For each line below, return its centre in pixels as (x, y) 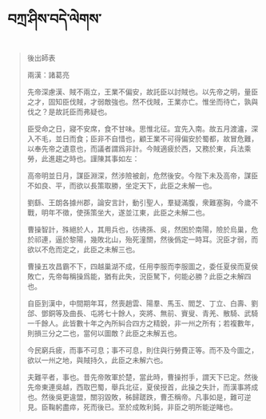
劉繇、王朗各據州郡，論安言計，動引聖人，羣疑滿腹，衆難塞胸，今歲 (139, 202)
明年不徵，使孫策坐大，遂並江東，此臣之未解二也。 (125, 212)
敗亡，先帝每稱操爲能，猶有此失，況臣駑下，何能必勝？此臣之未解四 (139, 276)
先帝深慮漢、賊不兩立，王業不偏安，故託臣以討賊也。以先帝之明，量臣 (143, 92)
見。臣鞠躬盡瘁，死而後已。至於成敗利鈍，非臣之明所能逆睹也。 (132, 407)
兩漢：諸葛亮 (48, 74)
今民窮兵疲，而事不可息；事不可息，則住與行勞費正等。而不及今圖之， (143, 350)
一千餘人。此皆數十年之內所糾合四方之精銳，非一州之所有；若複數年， (143, 323)
